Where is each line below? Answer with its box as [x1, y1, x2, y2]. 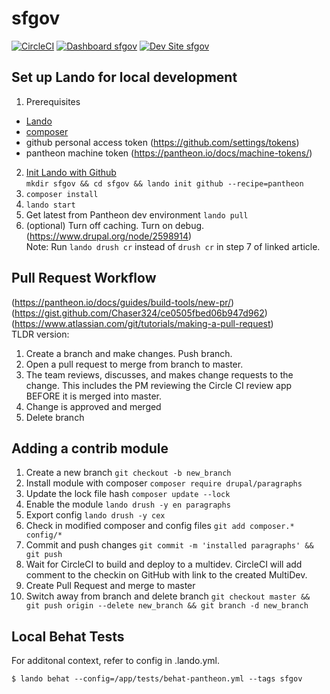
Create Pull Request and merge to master [25, 580, 196, 592]
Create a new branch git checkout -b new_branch [25, 467, 232, 479]
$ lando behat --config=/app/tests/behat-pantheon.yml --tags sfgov [11, 674, 303, 684]
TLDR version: [11, 328, 70, 340]
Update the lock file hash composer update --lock [25, 488, 231, 500]
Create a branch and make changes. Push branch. [25, 347, 233, 359]
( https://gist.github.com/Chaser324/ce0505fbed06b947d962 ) [11, 307, 268, 319]
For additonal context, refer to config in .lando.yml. [11, 655, 221, 667]
